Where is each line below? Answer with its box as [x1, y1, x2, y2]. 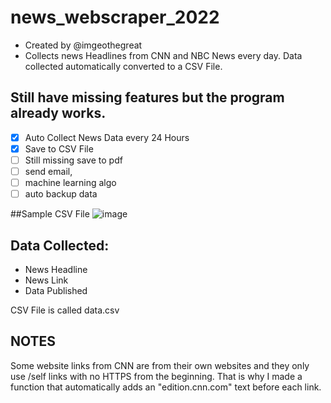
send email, [24, 165, 73, 177]
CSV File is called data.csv [10, 304, 120, 316]
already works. [10, 105, 107, 122]
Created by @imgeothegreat [24, 39, 143, 51]
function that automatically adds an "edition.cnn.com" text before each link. [10, 381, 322, 393]
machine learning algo [24, 177, 117, 188]
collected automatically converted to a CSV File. [24, 60, 223, 72]
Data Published [24, 284, 88, 296]
